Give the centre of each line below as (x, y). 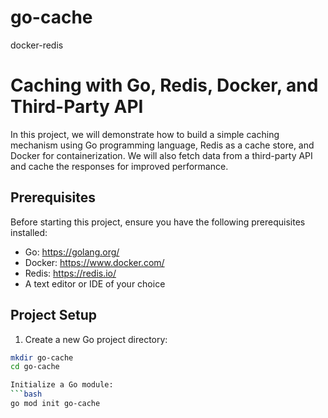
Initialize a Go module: (62, 385)
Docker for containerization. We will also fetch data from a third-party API (161, 155)
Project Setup (54, 315)
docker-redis (37, 45)
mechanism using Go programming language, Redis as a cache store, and (162, 145)
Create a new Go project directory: (96, 339)
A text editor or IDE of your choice (95, 283)
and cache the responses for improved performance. (119, 166)
